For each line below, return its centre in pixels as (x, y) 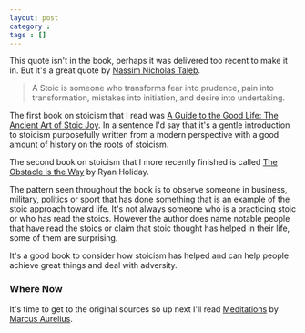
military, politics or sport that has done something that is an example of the (150, 199)
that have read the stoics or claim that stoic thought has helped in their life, (150, 228)
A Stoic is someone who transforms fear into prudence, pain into (153, 88)
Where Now (36, 289)
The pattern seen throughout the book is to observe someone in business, (149, 190)
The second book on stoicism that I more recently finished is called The (143, 162)
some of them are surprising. (64, 238)
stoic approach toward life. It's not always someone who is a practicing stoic (153, 209)
